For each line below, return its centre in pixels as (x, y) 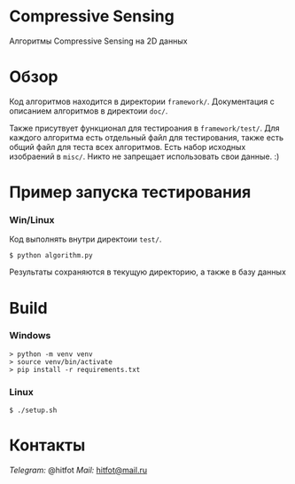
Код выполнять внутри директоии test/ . (85, 239)
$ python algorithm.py (51, 256)
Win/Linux (32, 219)
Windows (30, 336)
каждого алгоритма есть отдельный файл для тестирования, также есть (147, 137)
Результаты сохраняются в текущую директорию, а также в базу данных (147, 272)
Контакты (47, 445)
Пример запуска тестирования (130, 192)
